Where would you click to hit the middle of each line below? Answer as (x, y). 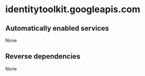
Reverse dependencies (43, 56)
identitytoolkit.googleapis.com (73, 9)
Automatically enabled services (57, 28)
